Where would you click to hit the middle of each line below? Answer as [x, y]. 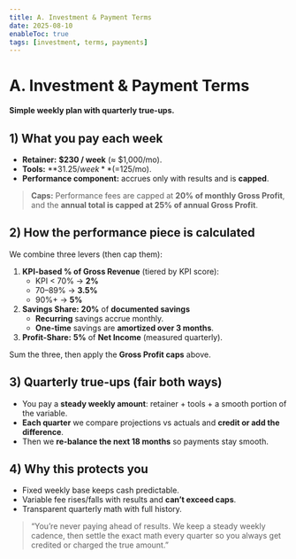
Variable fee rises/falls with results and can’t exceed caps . [129, 500]
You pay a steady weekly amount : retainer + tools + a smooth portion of [154, 403]
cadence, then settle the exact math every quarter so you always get [156, 536]
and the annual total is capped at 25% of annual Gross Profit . [144, 205]
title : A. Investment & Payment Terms [80, 17]
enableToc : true [39, 34]
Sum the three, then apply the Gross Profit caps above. [110, 354]
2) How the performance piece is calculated [132, 233]
